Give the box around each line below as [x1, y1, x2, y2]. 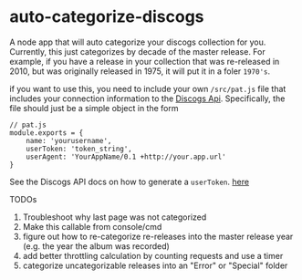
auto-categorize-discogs [9, 6, 204, 27]
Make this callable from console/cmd [22, 221, 162, 232]
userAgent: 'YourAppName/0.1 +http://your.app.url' [26, 152, 226, 161]
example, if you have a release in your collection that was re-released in [9, 56, 280, 67]
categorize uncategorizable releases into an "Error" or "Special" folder [22, 260, 288, 271]
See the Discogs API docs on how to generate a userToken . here [9, 176, 249, 187]
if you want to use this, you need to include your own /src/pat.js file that [9, 83, 286, 94]
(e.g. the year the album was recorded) [22, 240, 171, 252]
